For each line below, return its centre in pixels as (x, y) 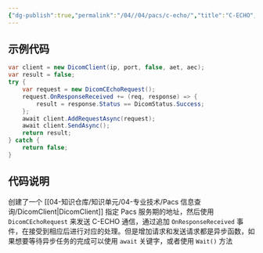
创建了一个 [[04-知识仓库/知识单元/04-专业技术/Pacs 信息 (101, 201)
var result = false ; (42, 75)
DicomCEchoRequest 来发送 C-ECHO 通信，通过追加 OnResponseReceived (121, 221)
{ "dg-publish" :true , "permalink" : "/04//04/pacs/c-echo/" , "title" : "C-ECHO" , (133, 15)
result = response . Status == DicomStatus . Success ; (121, 104)
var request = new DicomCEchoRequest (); (89, 90)
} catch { (24, 141)
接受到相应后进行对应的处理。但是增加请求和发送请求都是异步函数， (138, 231)
